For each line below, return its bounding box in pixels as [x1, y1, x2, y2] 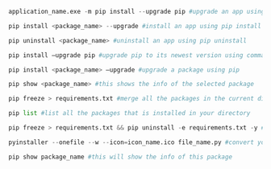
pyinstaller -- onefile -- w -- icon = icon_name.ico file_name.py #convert [8, 138, 254, 146]
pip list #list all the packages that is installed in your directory [8, 109, 251, 117]
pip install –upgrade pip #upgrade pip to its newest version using [8, 51, 244, 60]
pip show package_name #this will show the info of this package [8, 153, 232, 161]
